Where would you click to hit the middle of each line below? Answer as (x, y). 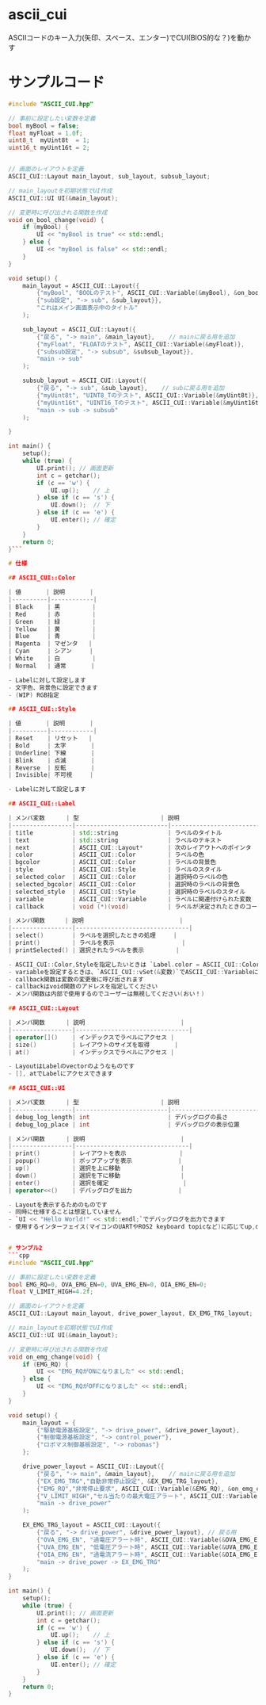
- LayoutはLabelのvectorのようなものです (71, 1067)
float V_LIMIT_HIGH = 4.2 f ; (51, 1292)
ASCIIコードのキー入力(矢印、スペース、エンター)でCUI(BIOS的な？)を (123, 37)
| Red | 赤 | (52, 614)
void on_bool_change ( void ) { (56, 220)
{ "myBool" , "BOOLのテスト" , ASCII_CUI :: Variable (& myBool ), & (137, 293)
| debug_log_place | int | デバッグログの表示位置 (124, 1124)
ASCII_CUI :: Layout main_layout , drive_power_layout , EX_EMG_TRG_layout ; (131, 1313)
